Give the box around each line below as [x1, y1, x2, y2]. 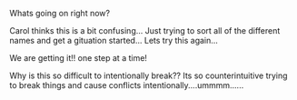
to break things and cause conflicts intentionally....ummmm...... [9, 80, 244, 90]
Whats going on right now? [9, 8, 111, 18]
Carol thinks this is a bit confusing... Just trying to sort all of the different [9, 25, 281, 35]
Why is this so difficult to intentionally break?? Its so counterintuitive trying [9, 70, 288, 81]
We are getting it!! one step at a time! [9, 53, 148, 63]
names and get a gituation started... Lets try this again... [9, 35, 218, 45]
